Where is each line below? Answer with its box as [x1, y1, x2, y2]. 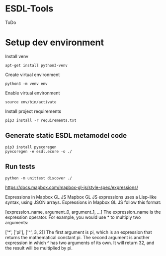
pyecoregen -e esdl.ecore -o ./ [5, 149, 72, 154]
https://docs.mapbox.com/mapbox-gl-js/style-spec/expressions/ [5, 184, 138, 190]
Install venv [5, 53, 29, 59]
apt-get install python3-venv [5, 63, 68, 68]
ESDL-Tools [5, 3, 54, 14]
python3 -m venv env [5, 81, 48, 86]
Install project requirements [5, 108, 61, 114]
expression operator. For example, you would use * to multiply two [5, 214, 141, 220]
